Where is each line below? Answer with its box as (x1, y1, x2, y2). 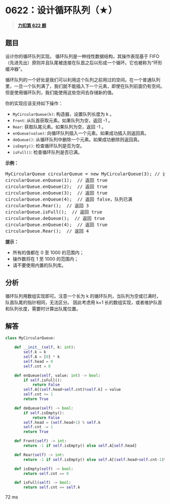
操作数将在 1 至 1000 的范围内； (12, 256, 79, 262)
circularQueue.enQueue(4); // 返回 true (5, 222, 108, 228)
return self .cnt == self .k (23, 485, 80, 490)
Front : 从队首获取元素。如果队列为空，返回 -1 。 (12, 117, 113, 123)
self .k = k (23, 350, 47, 355)
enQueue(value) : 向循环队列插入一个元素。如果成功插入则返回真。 (12, 130, 149, 136)
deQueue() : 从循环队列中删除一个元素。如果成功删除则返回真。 (12, 136, 143, 142)
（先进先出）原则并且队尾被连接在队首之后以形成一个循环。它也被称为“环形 (5, 59, 163, 66)
